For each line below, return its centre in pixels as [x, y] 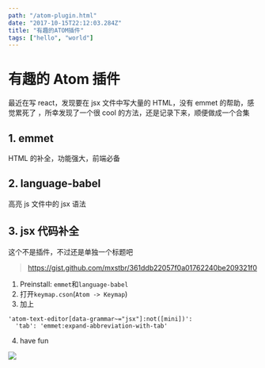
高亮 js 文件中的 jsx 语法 [47, 204]
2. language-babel [55, 184]
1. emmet [31, 138]
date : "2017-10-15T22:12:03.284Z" [65, 23]
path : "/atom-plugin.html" [53, 15]
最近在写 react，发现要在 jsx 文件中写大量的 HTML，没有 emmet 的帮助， [128, 103]
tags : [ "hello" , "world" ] [51, 38]
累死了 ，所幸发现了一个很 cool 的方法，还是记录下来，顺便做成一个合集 [132, 113]
